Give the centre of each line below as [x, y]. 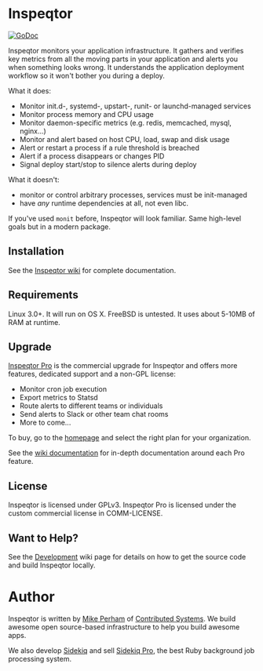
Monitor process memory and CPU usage [87, 114]
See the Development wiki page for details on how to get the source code [127, 557]
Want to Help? [43, 538]
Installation [36, 252]
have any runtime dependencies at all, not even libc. [104, 203]
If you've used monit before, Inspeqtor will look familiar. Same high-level [125, 218]
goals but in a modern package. [60, 226]
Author [31, 597]
